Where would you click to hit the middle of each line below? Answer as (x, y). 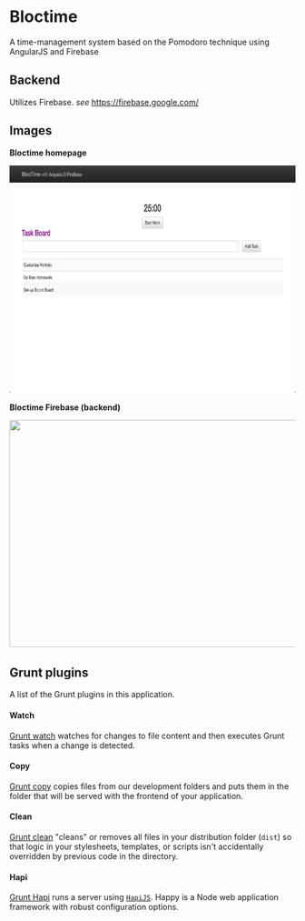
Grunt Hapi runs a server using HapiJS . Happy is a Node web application (144, 897)
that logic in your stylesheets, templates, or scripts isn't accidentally (137, 846)
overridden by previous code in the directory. (94, 856)
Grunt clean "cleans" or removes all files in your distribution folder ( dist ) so (151, 836)
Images (31, 130)
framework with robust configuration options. (94, 907)
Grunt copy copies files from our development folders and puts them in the (149, 786)
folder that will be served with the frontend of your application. (126, 796)
